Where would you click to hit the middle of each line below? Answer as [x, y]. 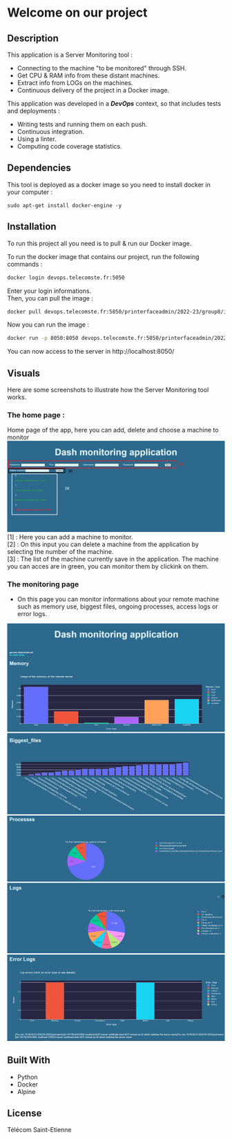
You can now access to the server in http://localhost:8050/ [91, 352]
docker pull [24, 312]
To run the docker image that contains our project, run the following [103, 256]
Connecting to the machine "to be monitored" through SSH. [101, 68]
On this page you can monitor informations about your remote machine [118, 600]
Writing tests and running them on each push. [82, 124]
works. [17, 397]
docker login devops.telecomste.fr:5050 [66, 278]
